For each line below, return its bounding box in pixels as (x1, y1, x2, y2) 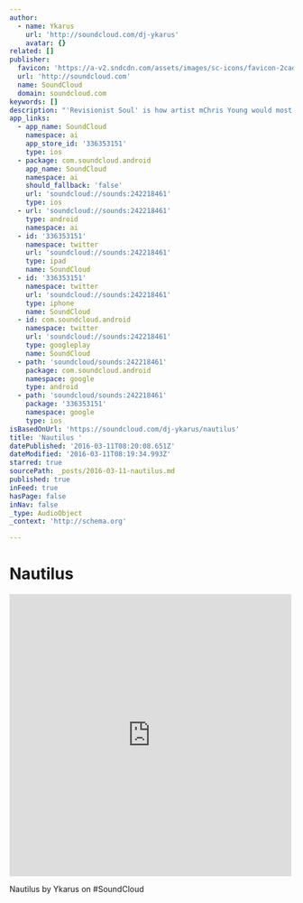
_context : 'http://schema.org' (9, 517, 127, 526)
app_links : (9, 114, 50, 123)
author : (9, 13, 39, 23)
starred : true (9, 458, 63, 468)
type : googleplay (25, 340, 91, 349)
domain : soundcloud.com (17, 88, 106, 98)
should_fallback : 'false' (25, 182, 124, 191)
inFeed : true (9, 483, 59, 492)
